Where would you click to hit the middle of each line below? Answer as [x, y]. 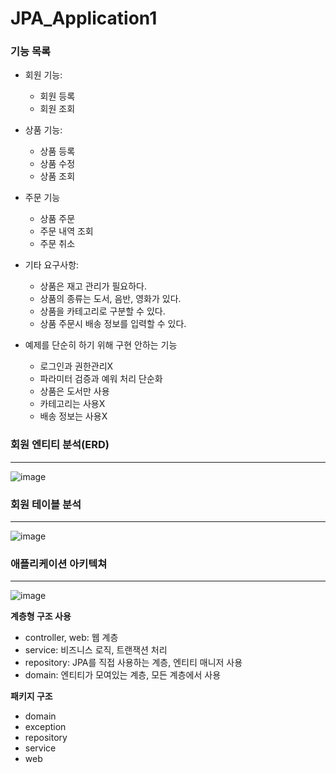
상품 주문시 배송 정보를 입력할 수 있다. [113, 324]
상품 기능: [43, 130]
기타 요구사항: [52, 265]
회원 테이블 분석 [46, 504]
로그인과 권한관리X [76, 366]
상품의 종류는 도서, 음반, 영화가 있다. [110, 299]
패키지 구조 [31, 696]
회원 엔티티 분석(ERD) [60, 445]
